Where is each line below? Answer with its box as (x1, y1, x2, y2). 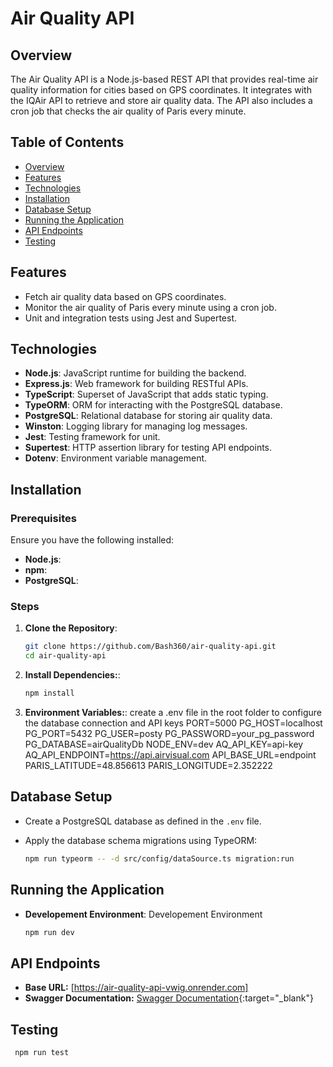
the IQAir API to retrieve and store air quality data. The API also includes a (10, 95, 313, 106)
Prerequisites (10, 511, 77, 525)
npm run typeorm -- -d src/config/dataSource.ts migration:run (24, 853, 295, 864)
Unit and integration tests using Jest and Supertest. (24, 312, 238, 324)
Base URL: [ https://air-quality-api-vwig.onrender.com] (24, 982, 249, 994)
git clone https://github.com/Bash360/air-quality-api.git (24, 642, 277, 652)
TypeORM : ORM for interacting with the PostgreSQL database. (24, 399, 283, 411)
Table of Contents (10, 134, 125, 151)
